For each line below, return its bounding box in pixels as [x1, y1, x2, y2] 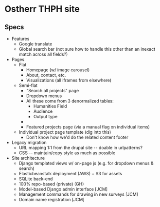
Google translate [18, 41, 53, 47]
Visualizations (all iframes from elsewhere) [26, 77, 112, 83]
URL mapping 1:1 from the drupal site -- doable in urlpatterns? [18, 145, 143, 150]
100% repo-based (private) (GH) [18, 181, 84, 186]
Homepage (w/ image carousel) [26, 67, 90, 73]
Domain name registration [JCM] [18, 197, 85, 202]
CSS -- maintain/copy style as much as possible [18, 150, 116, 156]
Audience [33, 108, 53, 114]
